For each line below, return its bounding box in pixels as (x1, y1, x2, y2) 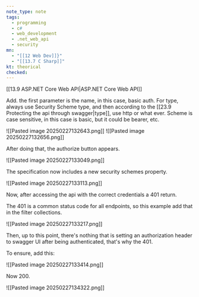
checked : (6, 69, 28, 75)
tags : (6, 14, 20, 20)
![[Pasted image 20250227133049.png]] (6, 157, 105, 164)
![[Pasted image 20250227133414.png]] (6, 261, 104, 269)
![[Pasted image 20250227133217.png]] (6, 221, 103, 228)
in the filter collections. (6, 209, 62, 216)
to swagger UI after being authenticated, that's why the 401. (6, 238, 153, 245)
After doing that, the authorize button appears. (6, 145, 120, 152)
